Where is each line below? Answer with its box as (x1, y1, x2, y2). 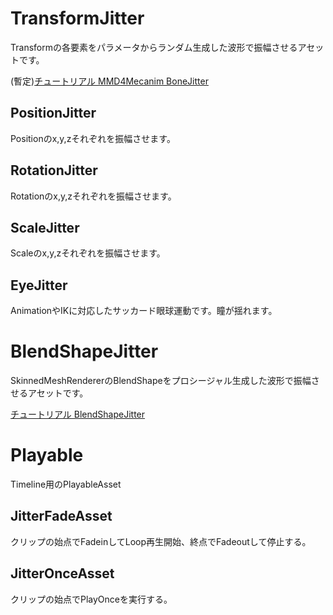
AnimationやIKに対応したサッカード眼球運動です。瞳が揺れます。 (10, 305, 278, 317)
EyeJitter (10, 277, 68, 294)
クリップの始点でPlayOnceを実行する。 (10, 593, 173, 605)
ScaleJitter (10, 219, 80, 236)
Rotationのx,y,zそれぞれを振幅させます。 (10, 190, 177, 202)
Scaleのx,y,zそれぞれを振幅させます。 (10, 247, 166, 259)
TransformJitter (10, 7, 145, 30)
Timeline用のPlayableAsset (10, 478, 122, 491)
